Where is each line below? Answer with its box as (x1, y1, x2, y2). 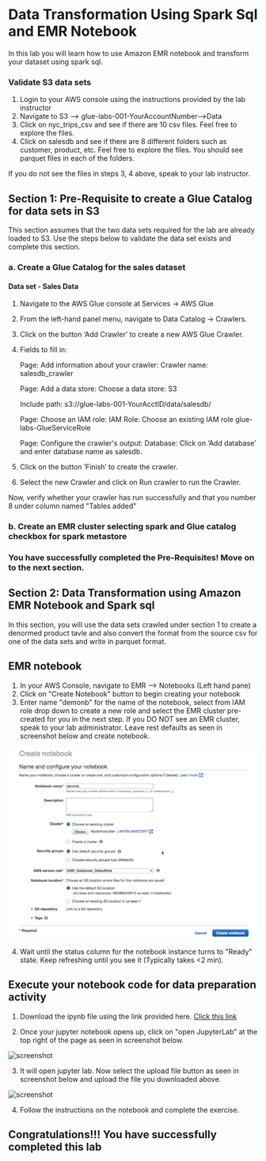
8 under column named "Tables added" (8, 501, 137, 511)
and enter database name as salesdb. (19, 447, 142, 457)
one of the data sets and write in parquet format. (8, 636, 167, 646)
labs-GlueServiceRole (19, 423, 91, 433)
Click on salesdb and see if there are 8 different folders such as (19, 137, 227, 146)
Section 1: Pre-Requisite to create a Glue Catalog (8, 192, 253, 205)
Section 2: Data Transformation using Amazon (8, 586, 241, 600)
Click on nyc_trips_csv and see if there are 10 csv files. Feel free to (19, 120, 237, 130)
